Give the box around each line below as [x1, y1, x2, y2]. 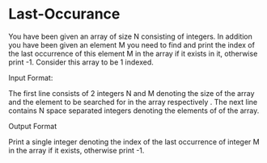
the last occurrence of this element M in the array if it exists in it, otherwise [8, 48, 258, 58]
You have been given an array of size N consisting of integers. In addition [8, 31, 253, 41]
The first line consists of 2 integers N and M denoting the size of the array [8, 88, 255, 98]
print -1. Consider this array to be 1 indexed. [8, 57, 154, 67]
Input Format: [8, 73, 53, 82]
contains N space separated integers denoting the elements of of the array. [8, 106, 260, 115]
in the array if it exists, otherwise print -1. [8, 145, 145, 155]
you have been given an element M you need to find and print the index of [8, 40, 255, 49]
